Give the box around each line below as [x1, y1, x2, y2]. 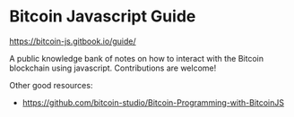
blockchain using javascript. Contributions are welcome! [9, 63, 217, 73]
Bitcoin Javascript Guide [9, 6, 196, 27]
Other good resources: [9, 79, 93, 90]
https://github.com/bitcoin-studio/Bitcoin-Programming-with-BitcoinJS [22, 96, 285, 108]
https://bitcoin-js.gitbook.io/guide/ [9, 36, 136, 46]
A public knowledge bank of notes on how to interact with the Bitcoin [9, 53, 264, 63]
